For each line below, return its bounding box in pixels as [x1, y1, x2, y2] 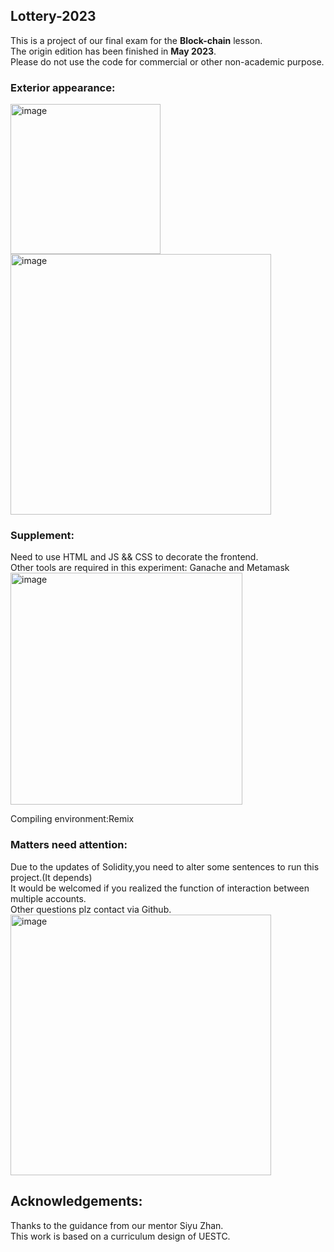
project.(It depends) [10, 871, 93, 883]
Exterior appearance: [10, 80, 116, 94]
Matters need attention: [10, 838, 128, 852]
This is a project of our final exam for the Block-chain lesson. [10, 34, 263, 46]
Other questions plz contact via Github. [10, 903, 172, 915]
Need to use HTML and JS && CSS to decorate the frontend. [10, 551, 259, 563]
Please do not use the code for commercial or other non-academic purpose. [10, 55, 325, 68]
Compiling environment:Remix [10, 813, 135, 825]
